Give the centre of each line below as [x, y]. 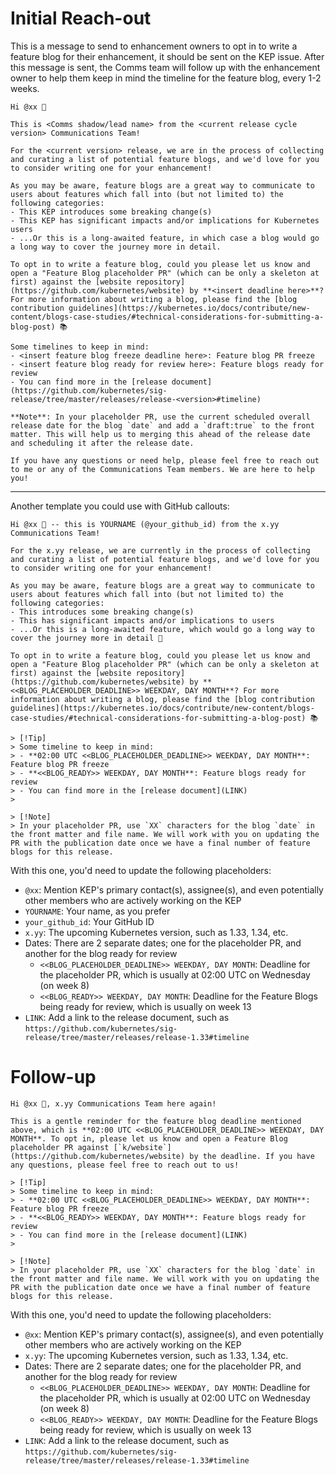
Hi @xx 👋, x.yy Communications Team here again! [113, 1103]
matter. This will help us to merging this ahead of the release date [160, 434]
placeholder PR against [60, 1147]
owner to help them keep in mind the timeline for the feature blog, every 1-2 [166, 78]
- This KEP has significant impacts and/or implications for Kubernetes [165, 220]
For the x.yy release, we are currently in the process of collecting [160, 550]
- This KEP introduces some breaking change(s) [111, 212]
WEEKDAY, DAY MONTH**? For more [212, 690]
